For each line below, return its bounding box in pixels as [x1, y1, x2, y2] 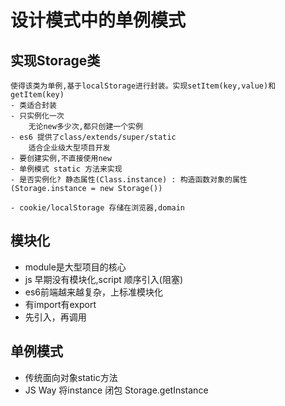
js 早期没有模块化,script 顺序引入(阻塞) [24, 273, 184, 285]
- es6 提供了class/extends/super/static [10, 132, 177, 142]
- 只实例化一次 [10, 111, 65, 121]
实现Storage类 [10, 52, 101, 69]
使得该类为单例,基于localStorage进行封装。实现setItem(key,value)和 [10, 81, 277, 91]
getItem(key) [10, 90, 65, 100]
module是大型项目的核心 [24, 261, 127, 273]
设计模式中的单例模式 [10, 9, 187, 32]
